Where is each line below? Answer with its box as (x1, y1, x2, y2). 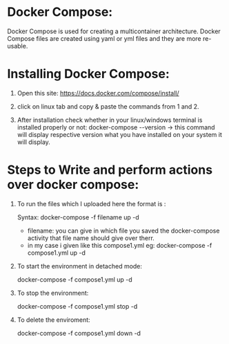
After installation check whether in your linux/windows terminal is (17, 116, 203, 124)
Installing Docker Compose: (7, 66, 170, 82)
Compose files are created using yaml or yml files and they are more (7, 34, 201, 42)
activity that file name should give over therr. (27, 233, 155, 242)
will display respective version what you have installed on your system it (17, 130, 223, 138)
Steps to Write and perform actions (7, 162, 212, 178)
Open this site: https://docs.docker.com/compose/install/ (17, 89, 179, 97)
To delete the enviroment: (17, 316, 91, 324)
